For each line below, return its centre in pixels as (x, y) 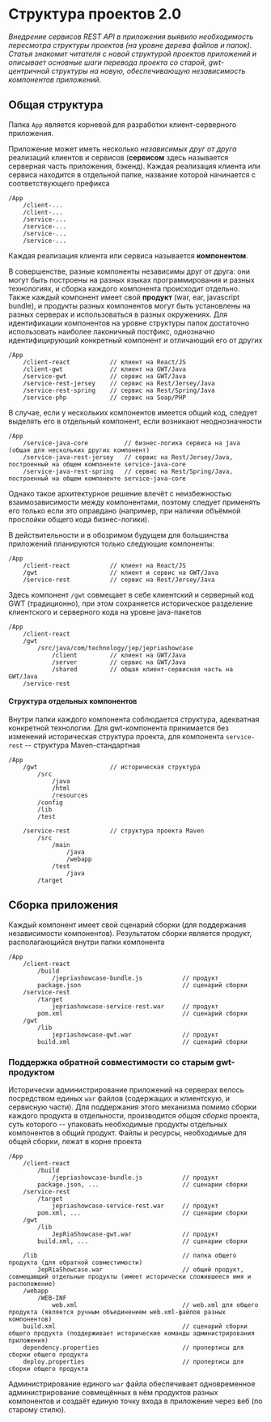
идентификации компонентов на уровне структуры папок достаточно (129, 323)
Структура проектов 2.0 (95, 14)
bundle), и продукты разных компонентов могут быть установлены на (129, 305)
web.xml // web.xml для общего (155, 1305)
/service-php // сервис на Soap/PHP (104, 398)
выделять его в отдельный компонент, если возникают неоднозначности (135, 421)
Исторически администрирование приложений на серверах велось (126, 1090)
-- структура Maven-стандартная (83, 745)
